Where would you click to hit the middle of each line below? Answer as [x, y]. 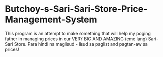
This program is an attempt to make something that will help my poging [78, 33]
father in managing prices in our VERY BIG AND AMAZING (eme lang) [76, 39]
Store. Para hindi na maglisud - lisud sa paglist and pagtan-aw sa [81, 44]
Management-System [51, 20]
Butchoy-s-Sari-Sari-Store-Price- [76, 9]
